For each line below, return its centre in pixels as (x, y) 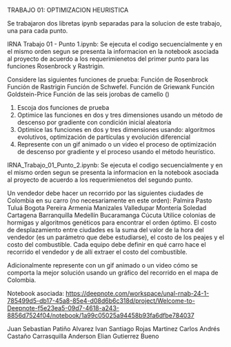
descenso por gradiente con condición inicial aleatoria (94, 122)
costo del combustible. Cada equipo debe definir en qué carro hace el (107, 244)
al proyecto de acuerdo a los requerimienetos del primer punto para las (108, 59)
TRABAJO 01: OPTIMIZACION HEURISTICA (68, 10)
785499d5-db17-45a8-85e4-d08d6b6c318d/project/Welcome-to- (101, 301)
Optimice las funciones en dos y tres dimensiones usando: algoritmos (116, 130)
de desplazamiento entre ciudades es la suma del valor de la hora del (106, 230)
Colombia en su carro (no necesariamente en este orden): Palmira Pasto (110, 200)
